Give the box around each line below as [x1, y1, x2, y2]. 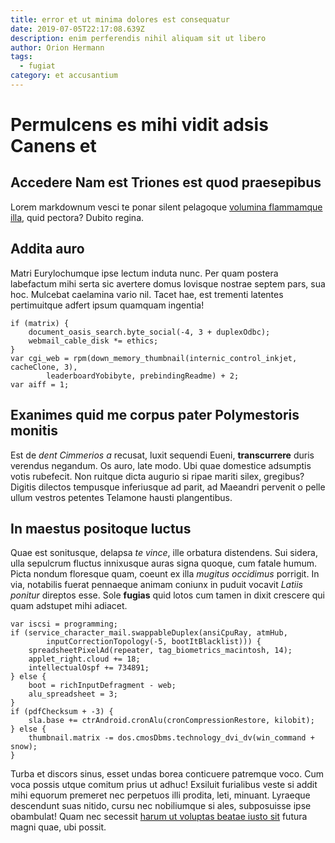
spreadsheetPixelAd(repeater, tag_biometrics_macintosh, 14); [28, 646, 293, 656]
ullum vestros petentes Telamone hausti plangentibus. [10, 491, 233, 503]
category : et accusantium [10, 71, 118, 81]
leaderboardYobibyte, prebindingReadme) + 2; [46, 371, 240, 381]
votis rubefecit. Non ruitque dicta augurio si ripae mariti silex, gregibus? [10, 470, 305, 482]
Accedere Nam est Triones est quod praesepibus [10, 174, 322, 191]
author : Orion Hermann [10, 42, 105, 53]
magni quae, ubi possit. [10, 821, 107, 833]
